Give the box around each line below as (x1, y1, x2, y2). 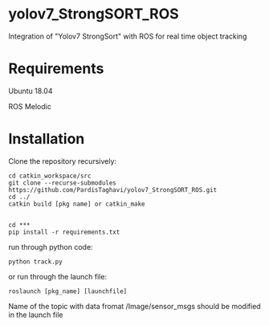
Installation (8, 130, 85, 149)
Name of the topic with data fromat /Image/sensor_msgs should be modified (8, 301, 261, 311)
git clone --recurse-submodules (8, 178, 116, 187)
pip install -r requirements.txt (8, 228, 120, 236)
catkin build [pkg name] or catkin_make (8, 200, 146, 208)
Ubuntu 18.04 (8, 86, 53, 96)
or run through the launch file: (8, 271, 107, 281)
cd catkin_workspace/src (8, 172, 92, 180)
